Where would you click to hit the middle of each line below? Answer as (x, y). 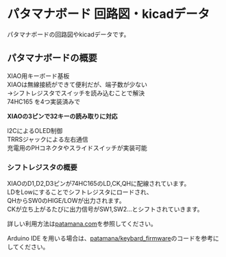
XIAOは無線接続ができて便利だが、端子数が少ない (77, 84)
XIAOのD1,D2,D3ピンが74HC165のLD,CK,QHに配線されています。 (99, 184)
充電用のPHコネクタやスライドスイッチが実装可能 (77, 147)
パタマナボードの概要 (52, 58)
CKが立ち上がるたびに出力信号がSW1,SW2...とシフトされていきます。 (105, 209)
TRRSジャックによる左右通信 (48, 139)
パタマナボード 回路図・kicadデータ (109, 14)
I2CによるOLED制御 (35, 130)
